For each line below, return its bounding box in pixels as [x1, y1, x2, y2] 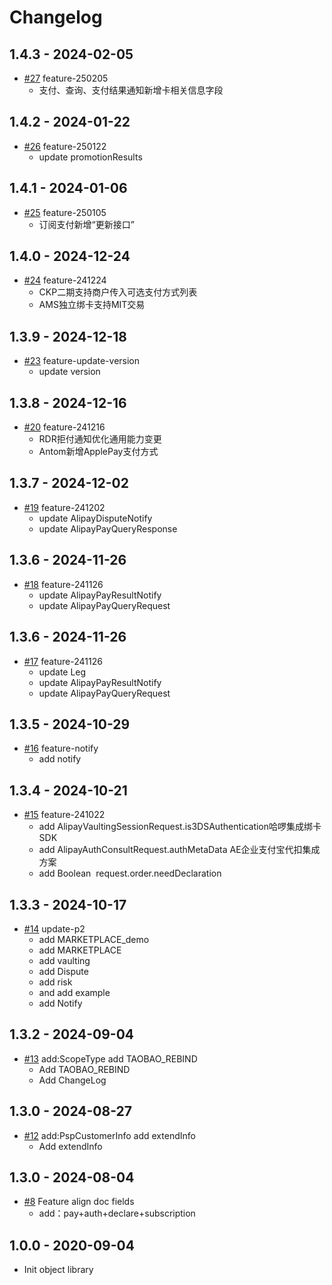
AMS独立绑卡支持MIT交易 [38, 299, 146, 311]
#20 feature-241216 [23, 421, 106, 433]
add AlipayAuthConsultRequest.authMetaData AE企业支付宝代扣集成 [38, 844, 321, 856]
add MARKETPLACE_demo [38, 933, 150, 945]
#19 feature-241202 [23, 501, 106, 513]
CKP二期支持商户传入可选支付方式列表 [38, 286, 198, 298]
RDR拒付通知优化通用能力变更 [38, 433, 162, 445]
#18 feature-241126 [23, 578, 104, 590]
